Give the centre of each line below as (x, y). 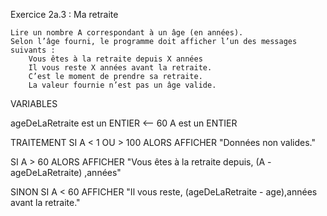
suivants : (33, 50)
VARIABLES (34, 103)
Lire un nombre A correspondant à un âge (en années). (127, 33)
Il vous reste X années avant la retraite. (120, 68)
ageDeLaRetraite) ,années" (66, 172)
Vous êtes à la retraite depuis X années (115, 59)
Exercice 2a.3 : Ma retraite (64, 14)
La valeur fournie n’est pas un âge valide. (122, 85)
